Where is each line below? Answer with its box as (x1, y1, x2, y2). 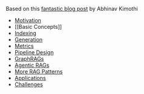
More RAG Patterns (14, 68, 63, 75)
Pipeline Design (14, 49, 54, 56)
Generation (14, 36, 43, 43)
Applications (14, 75, 46, 81)
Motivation (14, 17, 42, 23)
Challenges (14, 81, 43, 88)
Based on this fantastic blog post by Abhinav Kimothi (5, 5, 138, 12)
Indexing (14, 30, 37, 37)
